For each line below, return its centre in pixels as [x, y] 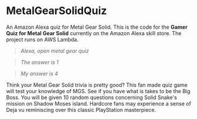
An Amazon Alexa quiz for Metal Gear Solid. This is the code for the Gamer [97, 27]
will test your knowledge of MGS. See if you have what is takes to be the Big [98, 91]
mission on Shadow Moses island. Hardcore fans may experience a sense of [98, 103]
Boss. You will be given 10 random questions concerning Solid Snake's [92, 97]
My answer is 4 [39, 73]
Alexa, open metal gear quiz [55, 50]
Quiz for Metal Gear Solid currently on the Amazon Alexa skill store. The [94, 33]
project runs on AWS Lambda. [42, 39]
